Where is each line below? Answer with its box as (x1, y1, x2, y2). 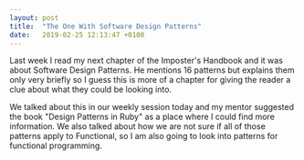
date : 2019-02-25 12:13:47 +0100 (9, 30, 145, 39)
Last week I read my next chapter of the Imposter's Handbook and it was (9, 55, 283, 66)
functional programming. (9, 140, 103, 151)
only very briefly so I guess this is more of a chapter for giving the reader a (9, 75, 291, 85)
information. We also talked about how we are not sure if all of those (9, 121, 267, 132)
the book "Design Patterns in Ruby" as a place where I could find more (9, 111, 276, 123)
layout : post (9, 13, 59, 23)
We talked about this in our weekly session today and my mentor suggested (9, 102, 295, 113)
